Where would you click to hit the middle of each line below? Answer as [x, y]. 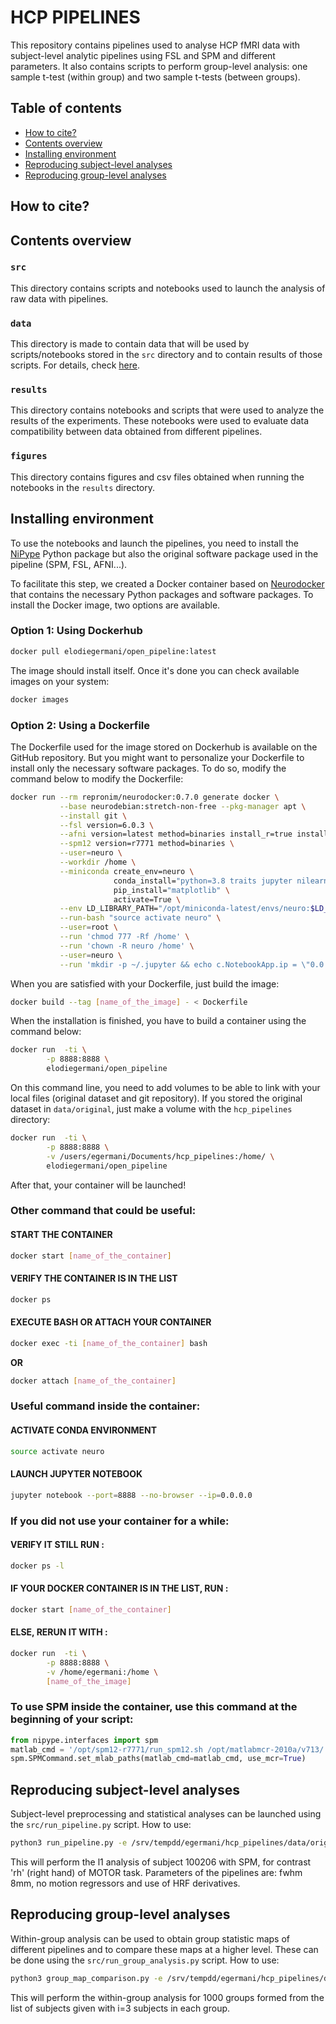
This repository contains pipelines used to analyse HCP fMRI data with [155, 45]
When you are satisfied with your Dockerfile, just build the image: [145, 983]
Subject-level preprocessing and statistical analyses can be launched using [166, 1814]
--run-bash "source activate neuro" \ [140, 918]
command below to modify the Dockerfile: [97, 778]
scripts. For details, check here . [75, 365]
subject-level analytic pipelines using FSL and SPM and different [143, 55]
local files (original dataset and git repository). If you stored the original [156, 1098]
